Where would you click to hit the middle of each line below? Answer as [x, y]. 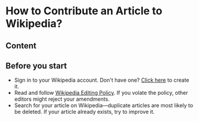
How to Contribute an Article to [84, 11]
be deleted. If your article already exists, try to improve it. [84, 112]
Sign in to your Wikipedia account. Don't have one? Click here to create [102, 80]
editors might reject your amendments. [62, 99]
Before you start [36, 66]
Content [21, 46]
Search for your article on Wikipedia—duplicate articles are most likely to [104, 106]
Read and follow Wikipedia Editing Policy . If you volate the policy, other [101, 93]
